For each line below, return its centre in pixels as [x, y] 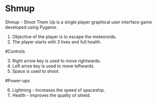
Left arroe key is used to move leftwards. [53, 66]
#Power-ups [18, 81]
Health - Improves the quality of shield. [51, 95]
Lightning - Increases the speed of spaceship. [58, 90]
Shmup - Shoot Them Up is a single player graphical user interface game [78, 22]
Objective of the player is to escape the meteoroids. [64, 37]
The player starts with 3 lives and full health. [57, 41]
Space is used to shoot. [36, 71]
